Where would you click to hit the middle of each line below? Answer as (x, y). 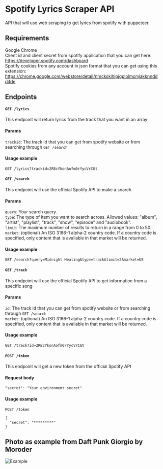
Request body (20, 377)
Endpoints (21, 97)
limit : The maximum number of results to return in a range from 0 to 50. (78, 228)
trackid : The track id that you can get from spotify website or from (73, 142)
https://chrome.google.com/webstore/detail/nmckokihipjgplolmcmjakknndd (81, 76)
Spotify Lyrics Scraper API (60, 9)
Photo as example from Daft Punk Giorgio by (74, 442)
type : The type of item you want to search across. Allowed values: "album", (81, 217)
